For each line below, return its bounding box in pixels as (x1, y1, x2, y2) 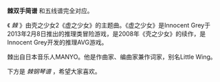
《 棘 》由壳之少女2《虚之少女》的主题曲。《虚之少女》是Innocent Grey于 (7, 21, 211, 29)
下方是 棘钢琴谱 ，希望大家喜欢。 (7, 68, 101, 75)
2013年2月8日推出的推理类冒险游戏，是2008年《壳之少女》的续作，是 (7, 30, 206, 38)
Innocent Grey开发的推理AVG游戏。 (7, 38, 108, 46)
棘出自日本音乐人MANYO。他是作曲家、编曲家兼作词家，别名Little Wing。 (7, 53, 217, 61)
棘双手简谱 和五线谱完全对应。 (7, 7, 93, 14)
